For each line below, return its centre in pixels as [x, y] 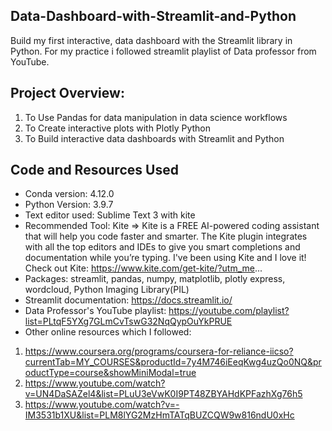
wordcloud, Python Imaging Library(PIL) [107, 290]
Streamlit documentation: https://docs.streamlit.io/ [128, 300]
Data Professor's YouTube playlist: [95, 311]
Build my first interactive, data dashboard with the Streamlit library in [151, 40]
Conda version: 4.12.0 [69, 194]
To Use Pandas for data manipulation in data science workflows [156, 117]
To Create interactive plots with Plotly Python [117, 128]
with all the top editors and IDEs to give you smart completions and [162, 247]
